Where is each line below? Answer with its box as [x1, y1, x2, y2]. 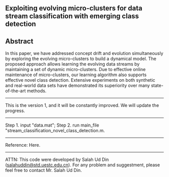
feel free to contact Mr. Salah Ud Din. [5, 167, 82, 173]
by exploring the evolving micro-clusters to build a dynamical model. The [5, 55, 157, 62]
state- [150, 83, 163, 89]
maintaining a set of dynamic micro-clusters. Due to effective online [5, 67, 146, 73]
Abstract [5, 37, 34, 45]
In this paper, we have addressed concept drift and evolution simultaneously [5, 50, 163, 56]
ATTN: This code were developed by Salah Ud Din [5, 156, 109, 163]
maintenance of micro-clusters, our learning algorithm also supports [5, 72, 147, 78]
